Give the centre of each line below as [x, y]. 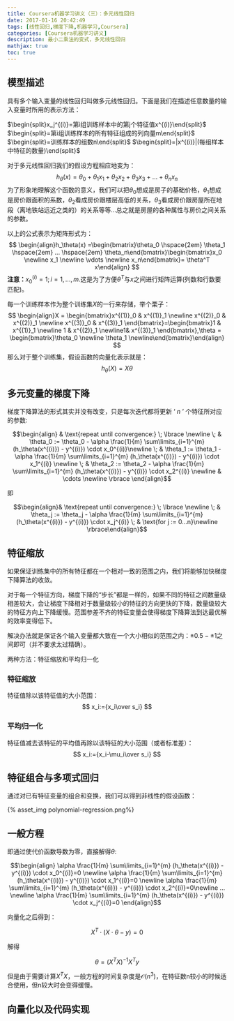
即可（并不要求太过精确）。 [51, 644]
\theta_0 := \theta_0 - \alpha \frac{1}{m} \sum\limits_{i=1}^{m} [117, 442]
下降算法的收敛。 [32, 579]
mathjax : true [28, 46]
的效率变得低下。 [32, 620]
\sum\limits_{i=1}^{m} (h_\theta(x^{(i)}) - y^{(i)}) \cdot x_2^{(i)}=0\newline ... [117, 888]
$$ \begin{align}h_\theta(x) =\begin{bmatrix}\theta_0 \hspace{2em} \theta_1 [117, 245]
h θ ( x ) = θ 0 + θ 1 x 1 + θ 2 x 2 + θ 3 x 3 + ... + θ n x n [117, 177]
